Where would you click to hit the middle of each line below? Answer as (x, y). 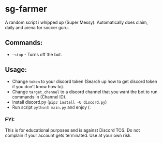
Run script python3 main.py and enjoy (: (51, 107)
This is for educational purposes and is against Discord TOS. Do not (73, 130)
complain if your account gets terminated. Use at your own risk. (68, 135)
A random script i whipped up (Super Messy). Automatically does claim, (77, 22)
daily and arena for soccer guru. (37, 27)
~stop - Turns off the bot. (37, 54)
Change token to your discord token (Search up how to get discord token (85, 81)
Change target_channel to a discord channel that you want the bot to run (85, 92)
